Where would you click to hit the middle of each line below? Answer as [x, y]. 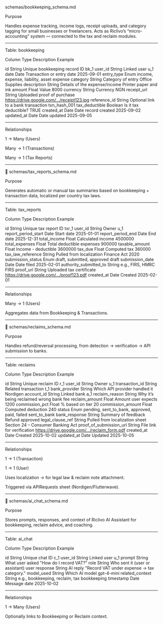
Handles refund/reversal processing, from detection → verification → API [78, 346]
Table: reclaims [20, 365]
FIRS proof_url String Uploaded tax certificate [50, 270]
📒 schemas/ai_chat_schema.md [37, 501]
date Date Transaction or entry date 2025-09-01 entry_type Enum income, [79, 74]
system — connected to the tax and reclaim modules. [84, 36]
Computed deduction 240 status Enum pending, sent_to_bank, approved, [78, 409]
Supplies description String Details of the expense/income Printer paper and [81, 84]
